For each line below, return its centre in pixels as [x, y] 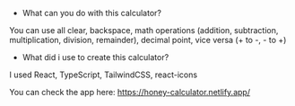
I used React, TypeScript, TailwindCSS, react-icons [104, 75]
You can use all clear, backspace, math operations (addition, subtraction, [144, 30]
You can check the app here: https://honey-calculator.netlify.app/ [130, 92]
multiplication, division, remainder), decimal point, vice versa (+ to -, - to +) [148, 40]
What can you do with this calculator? [91, 13]
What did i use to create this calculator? [95, 57]
